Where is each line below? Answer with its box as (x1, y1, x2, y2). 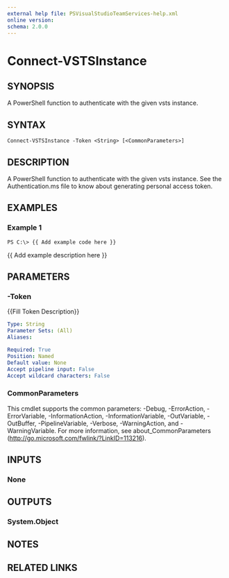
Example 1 (7, 223, 42, 232)
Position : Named (7, 352, 54, 359)
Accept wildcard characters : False (7, 372, 110, 379)
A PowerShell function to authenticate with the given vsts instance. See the (7, 175, 222, 182)
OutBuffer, (7, 419, 37, 427)
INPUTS (7, 454, 42, 466)
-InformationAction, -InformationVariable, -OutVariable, (48, 411, 206, 420)
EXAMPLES (7, 202, 58, 214)
